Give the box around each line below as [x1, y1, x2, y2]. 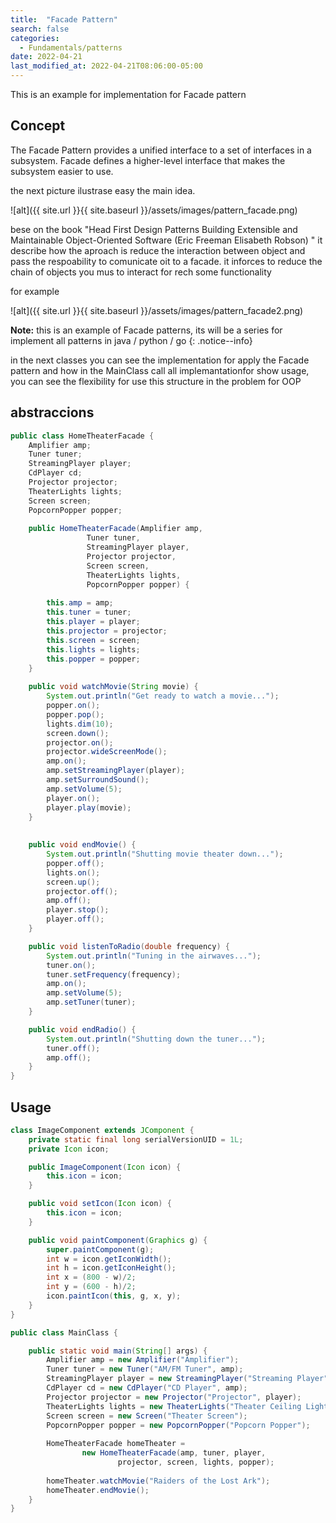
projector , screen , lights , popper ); [117, 1457, 275, 1468]
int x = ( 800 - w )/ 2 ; [46, 1272, 137, 1283]
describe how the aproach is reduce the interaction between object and [10, 244, 306, 256]
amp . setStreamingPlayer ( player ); [46, 766, 186, 776]
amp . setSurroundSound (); [46, 775, 150, 785]
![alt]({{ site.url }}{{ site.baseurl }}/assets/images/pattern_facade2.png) [10, 304, 304, 316]
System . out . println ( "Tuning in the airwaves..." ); [46, 951, 262, 961]
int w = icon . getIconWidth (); [46, 1254, 172, 1264]
